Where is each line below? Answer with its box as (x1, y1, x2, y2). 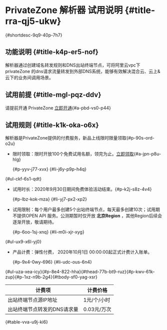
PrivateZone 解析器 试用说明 (5, 4, 123, 16)
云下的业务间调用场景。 (5, 74, 53, 80)
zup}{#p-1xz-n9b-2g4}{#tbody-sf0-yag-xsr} (5, 274, 97, 280)
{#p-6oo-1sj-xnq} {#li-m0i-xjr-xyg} (12, 229, 84, 235)
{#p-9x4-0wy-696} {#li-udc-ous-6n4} (12, 259, 92, 265)
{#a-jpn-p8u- (133, 151, 161, 157)
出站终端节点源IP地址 (7, 296, 57, 303)
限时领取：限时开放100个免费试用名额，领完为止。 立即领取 (12, 151, 134, 157)
